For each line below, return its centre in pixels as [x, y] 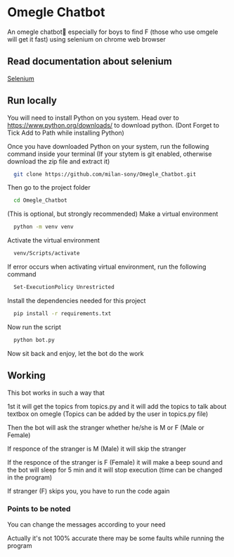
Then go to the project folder [49, 188]
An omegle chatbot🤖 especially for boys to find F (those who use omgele [113, 32]
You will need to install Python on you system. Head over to [93, 118]
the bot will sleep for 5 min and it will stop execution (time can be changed [115, 470]
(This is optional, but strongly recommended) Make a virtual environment [113, 214]
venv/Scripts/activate [47, 253]
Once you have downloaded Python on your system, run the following [108, 146]
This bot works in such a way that [56, 393]
